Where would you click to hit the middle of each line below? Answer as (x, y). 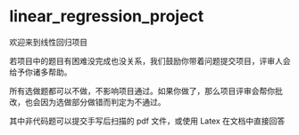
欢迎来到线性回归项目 (48, 42)
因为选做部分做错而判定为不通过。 (103, 102)
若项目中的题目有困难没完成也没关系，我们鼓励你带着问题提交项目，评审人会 (150, 60)
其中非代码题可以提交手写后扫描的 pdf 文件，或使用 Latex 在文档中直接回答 (147, 121)
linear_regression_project (107, 16)
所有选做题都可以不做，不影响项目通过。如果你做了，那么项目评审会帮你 (142, 91)
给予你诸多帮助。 (41, 72)
